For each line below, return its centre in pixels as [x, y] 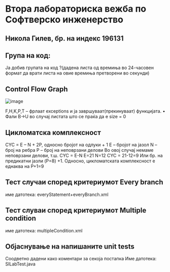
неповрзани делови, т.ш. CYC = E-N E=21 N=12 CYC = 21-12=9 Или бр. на [84, 156]
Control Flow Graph [37, 89]
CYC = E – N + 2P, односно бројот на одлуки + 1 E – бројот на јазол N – [81, 145]
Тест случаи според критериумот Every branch [84, 182]
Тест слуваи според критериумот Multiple [76, 210]
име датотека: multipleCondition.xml [44, 230]
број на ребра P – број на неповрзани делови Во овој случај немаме [79, 150]
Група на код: [28, 56]
